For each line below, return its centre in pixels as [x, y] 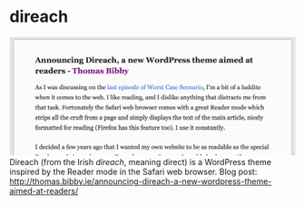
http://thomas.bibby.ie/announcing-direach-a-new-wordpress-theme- [141, 181]
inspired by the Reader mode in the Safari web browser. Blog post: [133, 172]
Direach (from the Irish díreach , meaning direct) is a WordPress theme [141, 162]
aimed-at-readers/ [44, 191]
